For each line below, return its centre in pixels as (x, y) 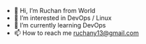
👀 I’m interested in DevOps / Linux (63, 18)
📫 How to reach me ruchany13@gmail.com (76, 33)
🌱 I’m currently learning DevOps (60, 25)
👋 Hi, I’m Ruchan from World (54, 11)
